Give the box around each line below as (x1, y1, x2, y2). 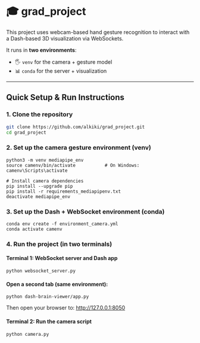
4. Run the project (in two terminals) (6, 240, 112, 248)
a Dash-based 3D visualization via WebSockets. (6, 35, 124, 42)
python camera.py (6, 331, 49, 337)
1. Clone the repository (6, 110, 73, 119)
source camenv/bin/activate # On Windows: (6, 162, 140, 168)
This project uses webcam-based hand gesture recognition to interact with (6, 28, 190, 36)
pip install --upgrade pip (6, 183, 73, 189)
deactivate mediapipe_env (6, 193, 70, 200)
